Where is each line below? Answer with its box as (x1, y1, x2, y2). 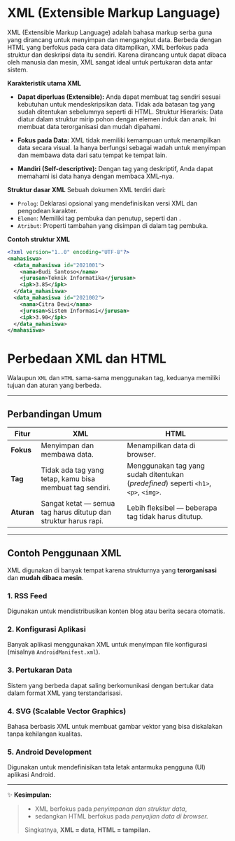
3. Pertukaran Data (7, 665, 73, 675)
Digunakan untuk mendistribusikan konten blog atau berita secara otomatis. (7, 607, 225, 615)
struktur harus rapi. (41, 516, 104, 526)
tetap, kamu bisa (41, 474, 96, 484)
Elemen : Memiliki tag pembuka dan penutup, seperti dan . (17, 214, 182, 222)
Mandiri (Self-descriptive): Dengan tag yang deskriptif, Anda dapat (17, 164, 213, 173)
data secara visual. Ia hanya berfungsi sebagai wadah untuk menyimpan (17, 143, 226, 152)
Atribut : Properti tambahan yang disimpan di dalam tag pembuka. (17, 221, 208, 229)
